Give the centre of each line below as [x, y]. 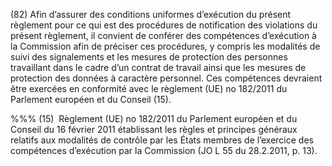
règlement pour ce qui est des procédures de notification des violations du [164, 25]
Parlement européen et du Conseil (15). [91, 99]
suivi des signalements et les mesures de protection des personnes [149, 57]
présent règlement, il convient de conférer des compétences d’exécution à [163, 35]
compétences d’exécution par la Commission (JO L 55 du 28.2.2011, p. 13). [164, 150]
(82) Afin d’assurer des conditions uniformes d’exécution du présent [151, 14]
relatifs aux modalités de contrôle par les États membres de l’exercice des [162, 140]
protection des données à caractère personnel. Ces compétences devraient [166, 78]
